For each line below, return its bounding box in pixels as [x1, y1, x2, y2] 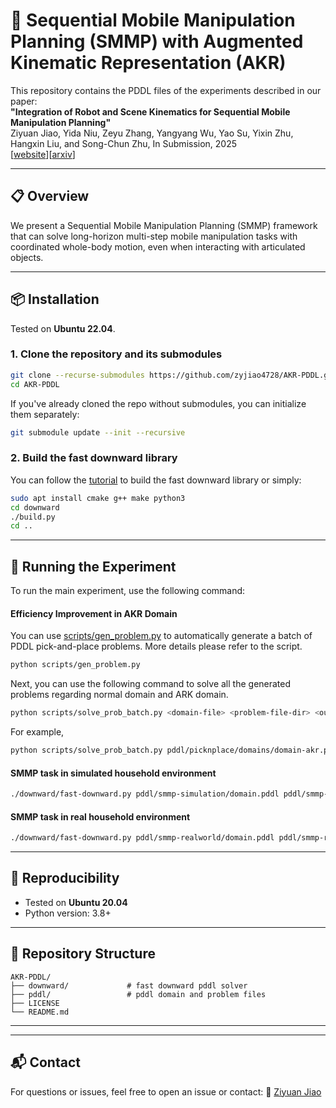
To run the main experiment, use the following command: [10, 585, 246, 597]
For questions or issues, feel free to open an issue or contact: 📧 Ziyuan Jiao [10, 1085, 322, 1098]
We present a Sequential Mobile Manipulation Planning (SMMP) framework [10, 219, 318, 231]
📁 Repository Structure [10, 945, 156, 963]
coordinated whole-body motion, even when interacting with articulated [10, 240, 306, 253]
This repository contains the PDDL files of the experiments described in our [10, 84, 322, 96]
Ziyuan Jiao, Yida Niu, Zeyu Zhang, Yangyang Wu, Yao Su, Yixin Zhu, [10, 127, 294, 139]
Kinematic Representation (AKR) [10, 52, 287, 74]
